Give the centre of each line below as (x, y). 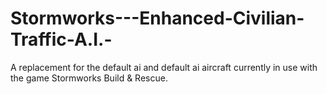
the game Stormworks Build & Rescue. (89, 78)
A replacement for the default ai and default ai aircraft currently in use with (164, 67)
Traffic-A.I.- (61, 39)
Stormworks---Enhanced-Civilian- (157, 18)
